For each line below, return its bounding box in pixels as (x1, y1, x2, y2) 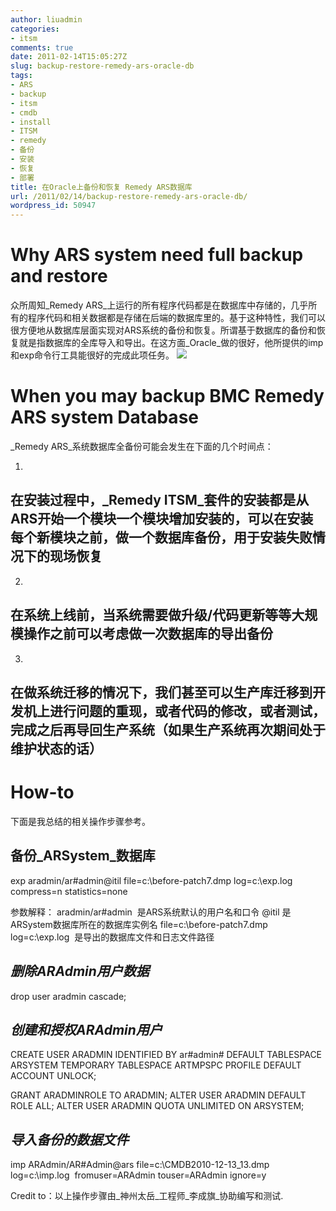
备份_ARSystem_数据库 (10, 847, 156, 865)
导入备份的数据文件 (10, 1131, 129, 1148)
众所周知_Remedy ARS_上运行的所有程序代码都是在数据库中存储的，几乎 (10, 299, 309, 311)
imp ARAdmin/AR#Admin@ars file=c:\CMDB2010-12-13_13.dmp (10, 1159, 270, 1171)
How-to (10, 781, 75, 804)
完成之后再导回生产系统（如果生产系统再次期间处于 (10, 722, 326, 739)
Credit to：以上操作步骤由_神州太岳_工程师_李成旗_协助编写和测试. (10, 1190, 284, 1202)
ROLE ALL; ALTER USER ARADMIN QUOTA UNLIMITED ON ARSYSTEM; (10, 1100, 305, 1112)
